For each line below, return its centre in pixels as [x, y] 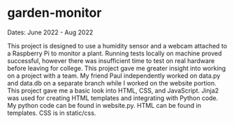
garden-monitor [54, 13]
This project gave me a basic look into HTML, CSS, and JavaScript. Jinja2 [113, 90]
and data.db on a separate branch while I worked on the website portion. [112, 83]
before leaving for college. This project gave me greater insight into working [117, 68]
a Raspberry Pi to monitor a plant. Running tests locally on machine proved [115, 53]
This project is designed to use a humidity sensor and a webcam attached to [117, 46]
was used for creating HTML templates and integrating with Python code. [113, 98]
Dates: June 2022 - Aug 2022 [50, 32]
